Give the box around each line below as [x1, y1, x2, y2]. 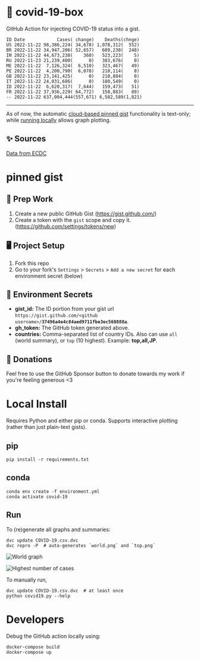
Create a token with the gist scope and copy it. [14, 216, 131, 223]
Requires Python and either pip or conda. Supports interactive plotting [6, 417, 178, 424]
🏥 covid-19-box [6, 5, 84, 19]
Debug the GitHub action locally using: [6, 632, 101, 640]
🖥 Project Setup [6, 241, 65, 251]
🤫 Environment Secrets [6, 289, 93, 299]
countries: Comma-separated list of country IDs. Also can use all [14, 330, 177, 338]
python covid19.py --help [6, 593, 70, 599]
